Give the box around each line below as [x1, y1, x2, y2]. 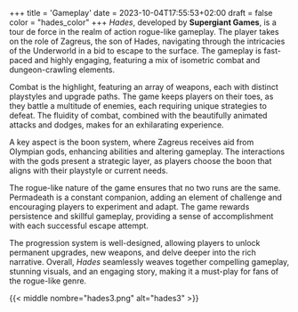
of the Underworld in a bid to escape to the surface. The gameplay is [9, 45, 262, 56]
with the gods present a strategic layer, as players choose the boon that [9, 156, 272, 166]
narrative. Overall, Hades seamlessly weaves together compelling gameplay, [9, 257, 290, 267]
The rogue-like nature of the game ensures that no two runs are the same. [9, 183, 281, 193]
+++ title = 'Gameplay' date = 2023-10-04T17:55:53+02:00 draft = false [9, 8, 273, 18]
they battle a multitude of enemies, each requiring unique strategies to [9, 101, 267, 111]
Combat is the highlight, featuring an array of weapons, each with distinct [9, 82, 278, 92]
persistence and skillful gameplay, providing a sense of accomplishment [9, 211, 274, 221]
